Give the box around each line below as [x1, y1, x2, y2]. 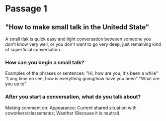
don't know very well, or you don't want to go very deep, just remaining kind [5, 41, 162, 47]
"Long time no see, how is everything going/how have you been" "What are [5, 76, 160, 82]
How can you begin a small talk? [5, 59, 84, 66]
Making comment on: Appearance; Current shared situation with [5, 105, 137, 111]
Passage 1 [5, 3, 47, 14]
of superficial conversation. [5, 47, 61, 52]
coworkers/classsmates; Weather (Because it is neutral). [5, 110, 121, 116]
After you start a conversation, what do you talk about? [5, 93, 141, 100]
